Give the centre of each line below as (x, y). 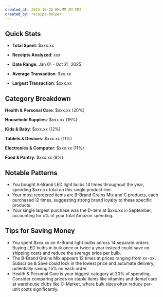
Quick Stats (23, 34)
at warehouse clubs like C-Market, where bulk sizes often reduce (77, 284)
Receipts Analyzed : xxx (36, 55)
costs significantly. (40, 289)
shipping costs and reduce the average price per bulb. (66, 253)
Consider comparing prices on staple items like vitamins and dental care (84, 278)
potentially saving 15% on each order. (50, 268)
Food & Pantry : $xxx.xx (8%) (34, 158)
